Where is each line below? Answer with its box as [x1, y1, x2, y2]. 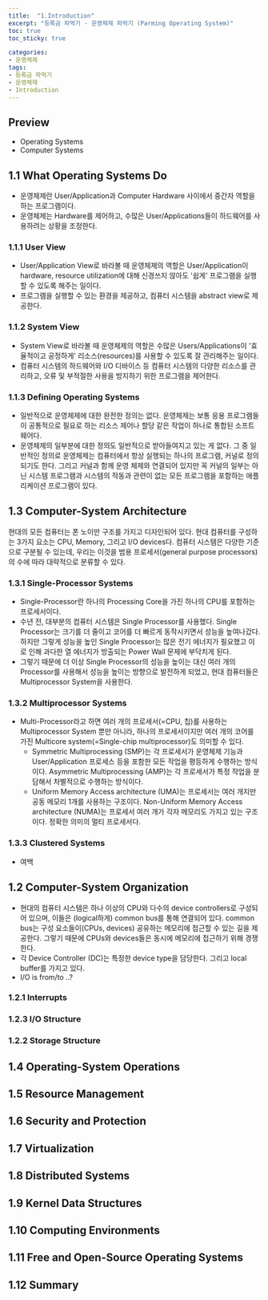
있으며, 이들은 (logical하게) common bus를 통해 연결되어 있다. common [28, 912, 254, 923]
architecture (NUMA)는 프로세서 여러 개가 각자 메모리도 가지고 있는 [31, 807, 244, 817]
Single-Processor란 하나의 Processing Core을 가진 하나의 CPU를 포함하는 [19, 597, 256, 607]
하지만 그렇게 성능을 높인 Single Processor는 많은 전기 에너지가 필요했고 [19, 637, 247, 647]
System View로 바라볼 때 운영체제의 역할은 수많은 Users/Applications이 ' [19, 340, 251, 350]
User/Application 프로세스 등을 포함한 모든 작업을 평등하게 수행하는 [31, 757, 243, 766]
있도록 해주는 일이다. [37, 281, 102, 290]
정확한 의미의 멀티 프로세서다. [49, 817, 142, 827]
